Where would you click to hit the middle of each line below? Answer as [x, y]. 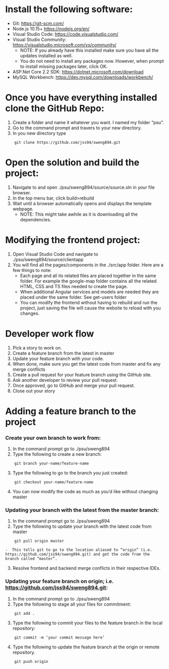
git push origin [32, 661]
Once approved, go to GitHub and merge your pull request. [74, 385]
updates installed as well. [46, 55]
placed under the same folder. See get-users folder [73, 297]
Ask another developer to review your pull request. [65, 380]
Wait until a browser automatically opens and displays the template [82, 203]
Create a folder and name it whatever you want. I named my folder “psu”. [88, 122]
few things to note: [32, 270]
